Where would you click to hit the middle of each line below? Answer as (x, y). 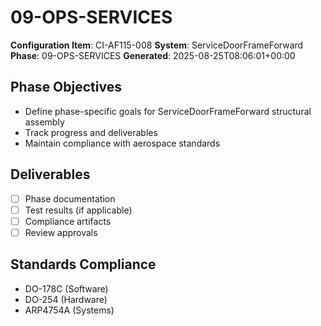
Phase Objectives (66, 87)
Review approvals (61, 232)
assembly (44, 122)
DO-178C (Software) (66, 288)
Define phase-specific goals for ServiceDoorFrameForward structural (168, 111)
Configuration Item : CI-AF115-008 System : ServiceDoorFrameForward (157, 45)
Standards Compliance (83, 264)
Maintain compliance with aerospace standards (122, 143)
